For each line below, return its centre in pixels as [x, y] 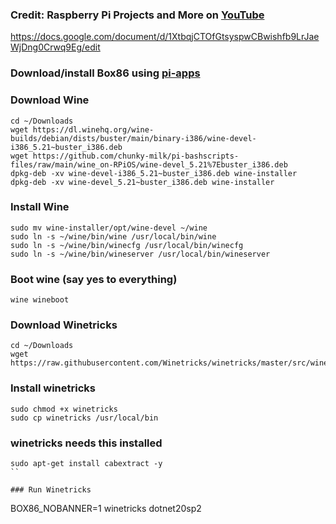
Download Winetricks [64, 325]
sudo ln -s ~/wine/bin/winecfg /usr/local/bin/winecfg [127, 245]
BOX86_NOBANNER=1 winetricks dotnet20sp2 [106, 508]
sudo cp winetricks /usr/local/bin [84, 418]
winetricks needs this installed [86, 443]
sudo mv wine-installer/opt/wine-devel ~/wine [109, 228]
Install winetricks [53, 388]
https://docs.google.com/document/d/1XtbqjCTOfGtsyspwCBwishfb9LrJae [165, 37]
